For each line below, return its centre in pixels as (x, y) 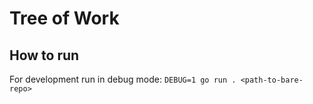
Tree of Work (64, 18)
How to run (44, 55)
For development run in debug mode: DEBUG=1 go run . (123, 79)
